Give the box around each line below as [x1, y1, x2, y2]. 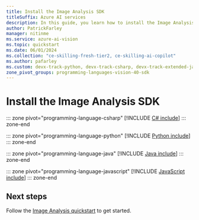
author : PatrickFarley [6, 25, 62, 31]
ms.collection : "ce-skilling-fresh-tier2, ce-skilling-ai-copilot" [6, 53, 176, 59]
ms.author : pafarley [6, 58, 57, 64]
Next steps [6, 191, 47, 202]
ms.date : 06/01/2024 [6, 47, 57, 53]
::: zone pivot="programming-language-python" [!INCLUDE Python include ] [6, 132, 191, 139]
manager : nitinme [6, 31, 49, 37]
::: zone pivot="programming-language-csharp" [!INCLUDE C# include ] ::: [6, 114, 187, 122]
